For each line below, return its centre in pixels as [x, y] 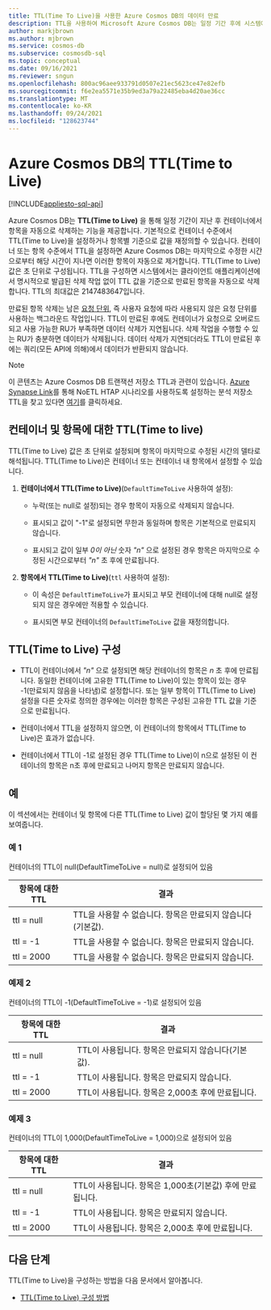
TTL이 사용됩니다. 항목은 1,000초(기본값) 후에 [156, 1185]
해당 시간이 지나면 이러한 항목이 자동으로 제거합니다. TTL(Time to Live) [148, 260]
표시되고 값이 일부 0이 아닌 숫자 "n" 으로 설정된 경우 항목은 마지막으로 [142, 550]
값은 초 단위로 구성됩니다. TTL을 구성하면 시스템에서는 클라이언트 [111, 271]
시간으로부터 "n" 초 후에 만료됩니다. [103, 560]
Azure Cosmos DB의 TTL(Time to [121, 164]
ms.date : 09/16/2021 [43, 69]
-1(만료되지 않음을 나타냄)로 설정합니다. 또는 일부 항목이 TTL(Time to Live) [138, 691]
